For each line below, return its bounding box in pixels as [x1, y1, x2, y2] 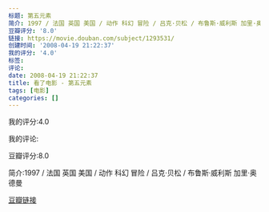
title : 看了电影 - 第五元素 [8, 79, 92, 87]
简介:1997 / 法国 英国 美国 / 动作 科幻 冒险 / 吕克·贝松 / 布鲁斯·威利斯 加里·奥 [8, 168, 258, 177]
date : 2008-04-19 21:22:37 [8, 71, 98, 79]
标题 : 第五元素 [8, 11, 52, 20]
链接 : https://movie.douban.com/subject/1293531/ [8, 34, 175, 43]
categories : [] [8, 94, 59, 102]
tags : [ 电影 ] [8, 86, 50, 95]
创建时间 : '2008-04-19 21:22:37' [8, 42, 115, 50]
